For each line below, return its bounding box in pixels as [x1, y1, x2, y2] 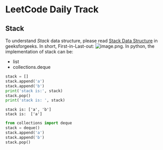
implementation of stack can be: [5, 49, 73, 54]
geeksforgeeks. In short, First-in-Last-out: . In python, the [5, 43, 155, 49]
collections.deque [12, 64, 51, 70]
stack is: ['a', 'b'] [5, 107, 52, 113]
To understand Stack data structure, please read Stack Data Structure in [5, 38, 158, 44]
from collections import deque [5, 121, 72, 126]
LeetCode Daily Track [5, 4, 99, 15]
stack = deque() [5, 125, 40, 130]
